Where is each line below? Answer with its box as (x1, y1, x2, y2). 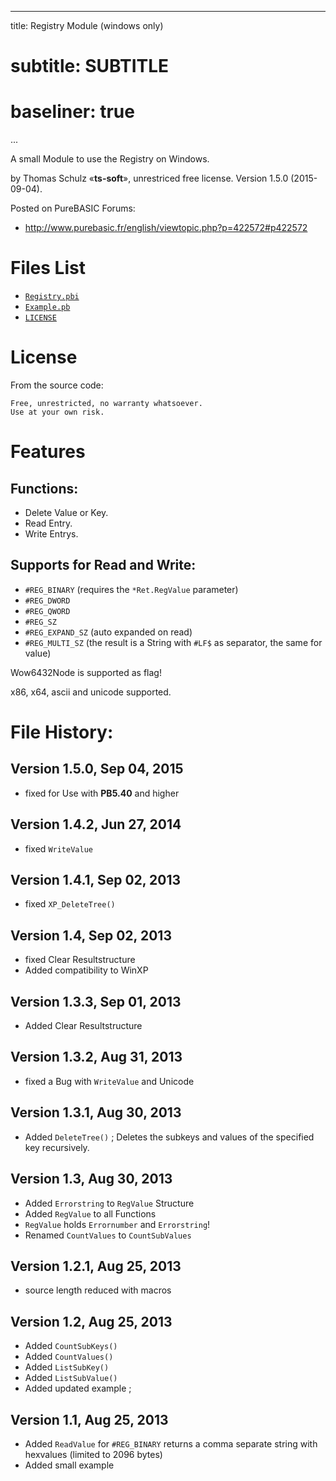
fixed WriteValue (24, 842, 93, 855)
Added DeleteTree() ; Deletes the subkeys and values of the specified (24, 1131, 315, 1143)
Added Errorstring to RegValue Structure (24, 1197, 195, 1209)
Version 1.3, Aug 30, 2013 (10, 1171, 173, 1188)
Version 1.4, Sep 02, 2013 (10, 927, 172, 944)
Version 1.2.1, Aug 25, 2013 (10, 1257, 182, 1275)
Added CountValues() (24, 1351, 114, 1363)
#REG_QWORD (24, 606, 71, 616)
